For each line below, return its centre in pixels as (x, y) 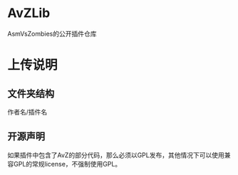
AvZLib (29, 13)
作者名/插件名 (27, 112)
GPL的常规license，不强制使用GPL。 (67, 164)
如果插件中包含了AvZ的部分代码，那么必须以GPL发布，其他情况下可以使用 (116, 155)
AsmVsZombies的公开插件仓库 (52, 33)
